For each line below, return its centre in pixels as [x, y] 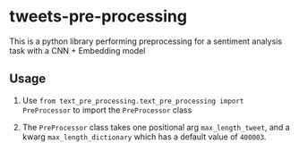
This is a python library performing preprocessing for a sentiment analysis [146, 41]
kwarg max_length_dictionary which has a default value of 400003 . [144, 137]
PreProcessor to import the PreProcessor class [107, 110]
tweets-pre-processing [98, 17]
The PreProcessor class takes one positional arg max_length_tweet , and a [156, 127]
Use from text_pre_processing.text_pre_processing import [133, 100]
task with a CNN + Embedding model [77, 50]
